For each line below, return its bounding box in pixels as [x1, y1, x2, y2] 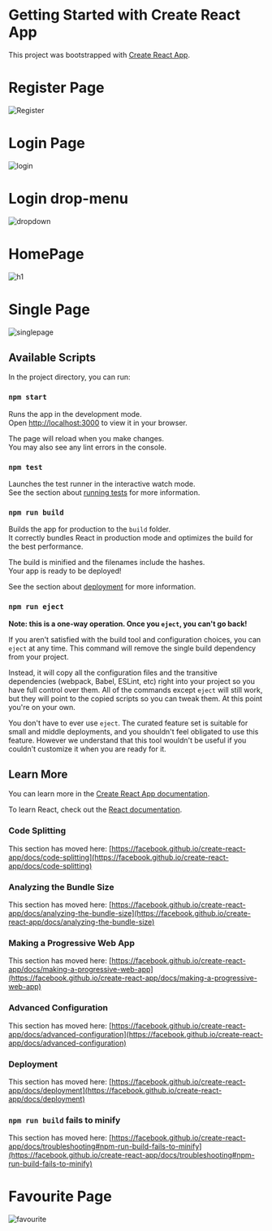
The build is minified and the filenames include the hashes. [8, 558, 205, 567]
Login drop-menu [8, 190, 128, 208]
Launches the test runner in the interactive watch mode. [8, 479, 196, 489]
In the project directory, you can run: [8, 372, 131, 382]
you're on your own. [8, 702, 76, 712]
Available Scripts [8, 351, 96, 365]
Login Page [8, 134, 85, 152]
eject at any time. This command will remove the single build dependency [8, 643, 257, 653]
